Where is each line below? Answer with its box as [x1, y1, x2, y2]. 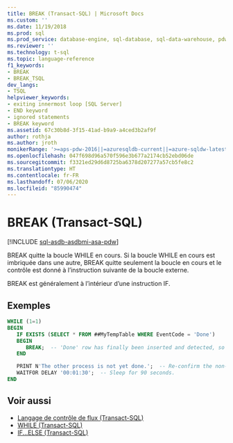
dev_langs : [7, 81, 39, 88]
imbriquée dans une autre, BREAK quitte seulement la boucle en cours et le [7, 259, 222, 267]
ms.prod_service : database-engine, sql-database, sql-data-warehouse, [7, 36, 216, 43]
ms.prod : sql [7, 29, 45, 37]
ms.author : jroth [7, 140, 58, 147]
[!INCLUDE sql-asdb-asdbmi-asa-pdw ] [7, 238, 119, 246]
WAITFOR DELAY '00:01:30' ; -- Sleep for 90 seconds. [16, 369, 175, 376]
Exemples [7, 300, 51, 312]
